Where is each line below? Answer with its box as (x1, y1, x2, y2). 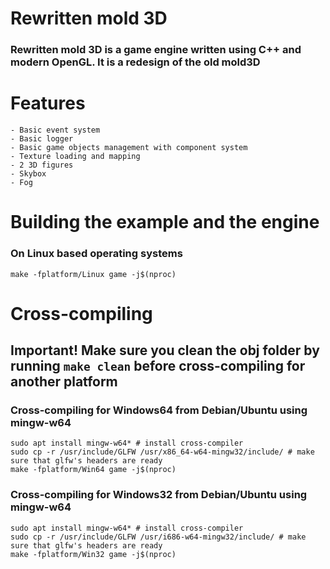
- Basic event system (10, 125, 101, 136)
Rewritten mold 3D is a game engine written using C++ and (10, 43, 302, 57)
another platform (10, 373, 118, 391)
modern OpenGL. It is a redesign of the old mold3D (10, 55, 261, 69)
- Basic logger (10, 134, 74, 144)
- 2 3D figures (10, 160, 74, 171)
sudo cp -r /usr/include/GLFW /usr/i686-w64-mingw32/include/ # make (10, 532, 307, 542)
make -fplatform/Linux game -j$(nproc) (10, 269, 177, 279)
